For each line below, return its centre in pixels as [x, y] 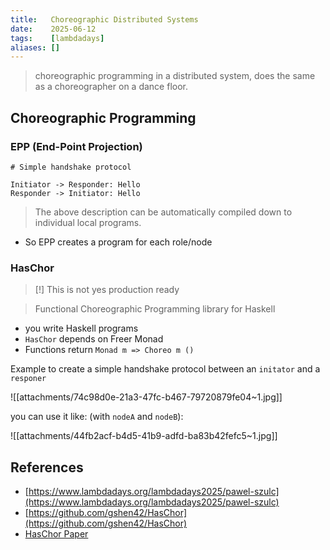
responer [28, 379]
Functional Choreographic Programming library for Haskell [155, 309]
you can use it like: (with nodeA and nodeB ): [97, 417]
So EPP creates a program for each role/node [118, 242]
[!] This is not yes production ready [107, 290]
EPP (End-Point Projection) [76, 146]
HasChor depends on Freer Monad [94, 339]
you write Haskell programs [81, 328]
